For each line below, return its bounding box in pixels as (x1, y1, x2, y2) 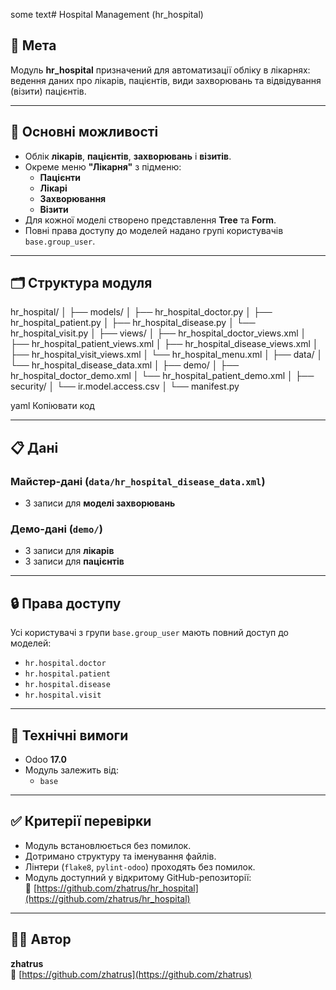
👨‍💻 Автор (10, 931, 72, 948)
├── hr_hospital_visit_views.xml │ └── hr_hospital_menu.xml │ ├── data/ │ (10, 349, 323, 361)
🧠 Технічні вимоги (10, 727, 129, 744)
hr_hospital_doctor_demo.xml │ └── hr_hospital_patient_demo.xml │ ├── (10, 370, 315, 382)
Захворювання (39, 192, 107, 204)
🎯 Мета (10, 37, 57, 54)
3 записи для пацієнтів (24, 555, 125, 568)
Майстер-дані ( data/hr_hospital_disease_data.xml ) (10, 474, 266, 488)
